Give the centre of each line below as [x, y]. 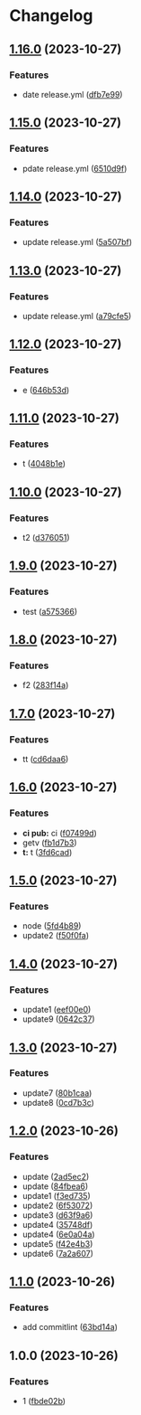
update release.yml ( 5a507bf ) [77, 242]
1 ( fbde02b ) [44, 1401]
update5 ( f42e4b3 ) [57, 1243]
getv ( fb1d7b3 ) [50, 843]
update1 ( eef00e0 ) [57, 1010]
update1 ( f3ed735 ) [57, 1195]
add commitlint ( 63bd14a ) [70, 1327]
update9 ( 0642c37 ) [59, 1019]
